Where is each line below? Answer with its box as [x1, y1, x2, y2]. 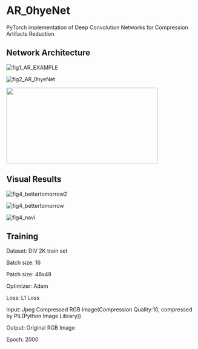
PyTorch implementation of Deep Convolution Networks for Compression [6, 24, 189, 31]
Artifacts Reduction [6, 30, 54, 37]
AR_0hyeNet [6, 4, 71, 18]
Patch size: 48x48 [6, 271, 51, 278]
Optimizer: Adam [6, 282, 48, 290]
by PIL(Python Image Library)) [6, 313, 82, 320]
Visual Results [6, 174, 62, 185]
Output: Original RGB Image [6, 324, 76, 331]
